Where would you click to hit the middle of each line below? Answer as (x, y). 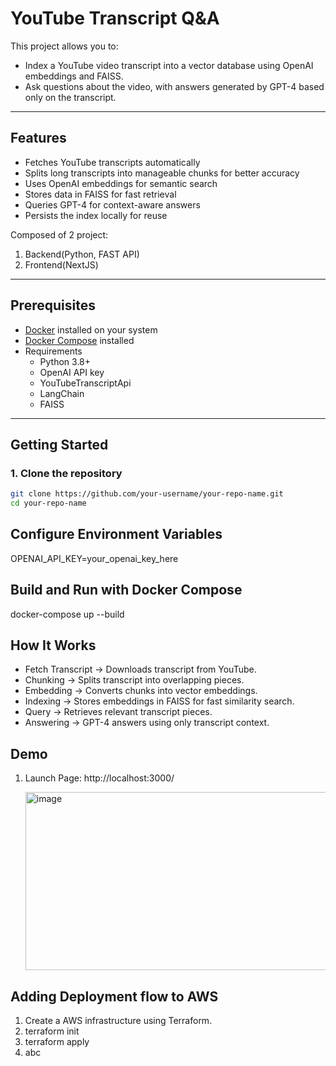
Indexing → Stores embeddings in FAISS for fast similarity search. (159, 701)
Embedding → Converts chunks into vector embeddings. (141, 691)
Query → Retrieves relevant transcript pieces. (118, 712)
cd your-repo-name (48, 503)
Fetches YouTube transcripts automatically (112, 162)
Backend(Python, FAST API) (82, 254)
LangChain (62, 393)
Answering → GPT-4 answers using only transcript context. (147, 723)
